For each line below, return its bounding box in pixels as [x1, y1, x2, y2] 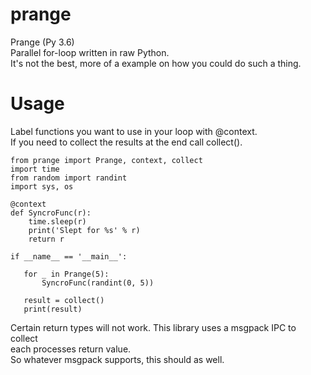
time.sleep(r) [28, 216, 87, 227]
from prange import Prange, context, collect [10, 155, 203, 165]
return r [28, 234, 65, 244]
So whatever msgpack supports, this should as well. [10, 353, 225, 365]
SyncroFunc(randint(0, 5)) [41, 278, 155, 288]
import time [10, 164, 60, 174]
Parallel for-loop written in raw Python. [10, 46, 170, 58]
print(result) [23, 304, 83, 314]
